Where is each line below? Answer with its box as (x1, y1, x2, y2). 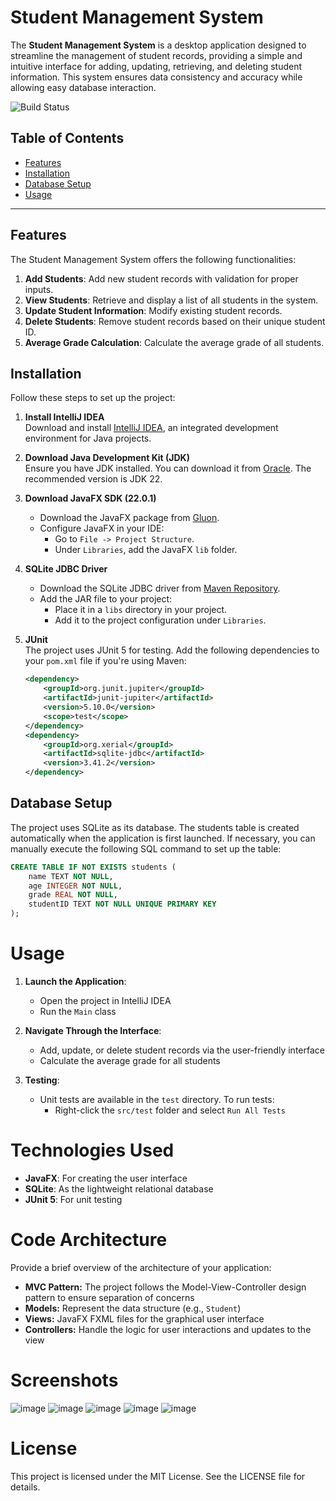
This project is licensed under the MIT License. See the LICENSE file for (10, 1470, 306, 1482)
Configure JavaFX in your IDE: (39, 522, 165, 535)
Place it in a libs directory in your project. (54, 604, 228, 616)
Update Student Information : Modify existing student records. (24, 304, 283, 316)
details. (10, 1481, 41, 1493)
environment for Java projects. (24, 432, 152, 445)
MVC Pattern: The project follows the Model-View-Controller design (24, 1281, 307, 1293)
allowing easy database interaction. (10, 81, 157, 93)
